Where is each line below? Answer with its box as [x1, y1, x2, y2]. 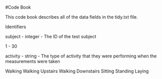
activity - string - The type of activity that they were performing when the [5, 53, 157, 59]
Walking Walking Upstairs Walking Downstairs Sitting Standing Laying [5, 68, 149, 74]
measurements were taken [5, 58, 60, 64]
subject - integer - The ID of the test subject [5, 34, 96, 39]
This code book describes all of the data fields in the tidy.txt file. [5, 14, 138, 20]
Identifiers [5, 24, 27, 30]
